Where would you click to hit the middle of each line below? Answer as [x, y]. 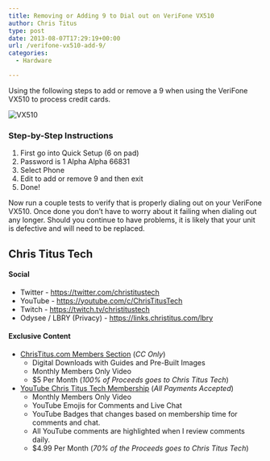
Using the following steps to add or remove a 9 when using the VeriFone [128, 90]
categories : [28, 53]
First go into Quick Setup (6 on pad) [79, 153]
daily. [41, 439]
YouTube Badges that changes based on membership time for [135, 414]
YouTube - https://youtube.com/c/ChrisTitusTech [101, 300]
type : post [27, 31]
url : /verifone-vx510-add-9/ [57, 46]
